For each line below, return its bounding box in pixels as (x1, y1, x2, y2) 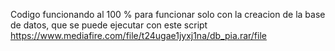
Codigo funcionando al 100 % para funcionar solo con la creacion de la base (10, 9, 326, 20)
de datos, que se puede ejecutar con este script (10, 19, 208, 31)
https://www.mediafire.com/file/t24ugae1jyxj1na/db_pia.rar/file (10, 30, 267, 41)
